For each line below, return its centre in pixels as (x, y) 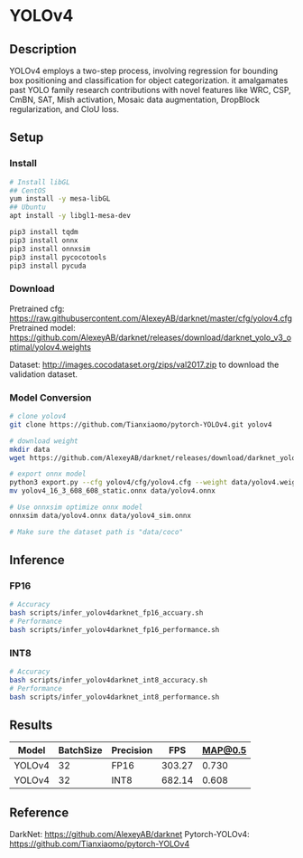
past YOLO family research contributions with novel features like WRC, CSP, (150, 90)
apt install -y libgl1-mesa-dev (70, 216)
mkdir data (30, 449)
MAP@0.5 (224, 750)
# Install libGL (40, 182)
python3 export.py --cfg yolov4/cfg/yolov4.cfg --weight (119, 483)
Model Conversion (50, 397)
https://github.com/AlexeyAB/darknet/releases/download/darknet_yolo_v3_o (150, 337)
